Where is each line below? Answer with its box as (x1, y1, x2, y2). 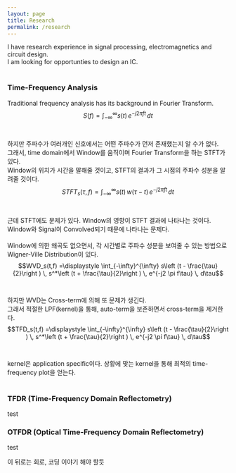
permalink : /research (7, 23, 71, 30)
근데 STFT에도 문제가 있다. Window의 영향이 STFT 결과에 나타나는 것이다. (7, 216, 211, 224)
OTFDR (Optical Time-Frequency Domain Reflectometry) (7, 427, 204, 437)
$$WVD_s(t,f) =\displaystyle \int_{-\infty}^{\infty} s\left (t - (18, 262, 186, 270)
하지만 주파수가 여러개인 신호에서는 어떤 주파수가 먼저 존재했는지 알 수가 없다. (7, 140, 219, 148)
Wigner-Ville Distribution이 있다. (7, 250, 98, 258)
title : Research (7, 17, 55, 24)
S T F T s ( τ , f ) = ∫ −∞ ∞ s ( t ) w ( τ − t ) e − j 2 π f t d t (62, 186, 174, 197)
